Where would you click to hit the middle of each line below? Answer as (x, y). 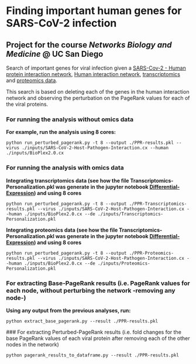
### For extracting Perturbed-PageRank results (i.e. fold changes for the (94, 332)
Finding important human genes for (94, 11)
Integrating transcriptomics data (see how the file (68, 180)
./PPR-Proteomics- (152, 253)
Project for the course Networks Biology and (89, 45)
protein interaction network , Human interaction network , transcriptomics (93, 74)
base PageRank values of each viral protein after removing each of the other (98, 338)
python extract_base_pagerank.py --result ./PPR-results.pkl (82, 321)
